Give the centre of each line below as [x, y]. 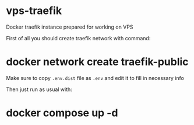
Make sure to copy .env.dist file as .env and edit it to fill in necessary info [95, 78]
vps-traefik [34, 11]
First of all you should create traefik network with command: [78, 38]
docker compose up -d [62, 113]
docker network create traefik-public [97, 62]
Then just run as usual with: [39, 89]
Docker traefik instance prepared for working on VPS [70, 27]
